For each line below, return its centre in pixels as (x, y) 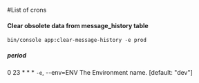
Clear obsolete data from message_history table (78, 25)
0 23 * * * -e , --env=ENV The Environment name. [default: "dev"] (100, 73)
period (17, 55)
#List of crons (27, 10)
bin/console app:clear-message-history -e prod (77, 40)
